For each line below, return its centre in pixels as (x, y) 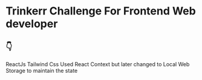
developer (32, 24)
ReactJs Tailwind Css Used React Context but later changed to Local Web (98, 64)
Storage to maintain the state (42, 71)
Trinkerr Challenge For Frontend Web (101, 11)
